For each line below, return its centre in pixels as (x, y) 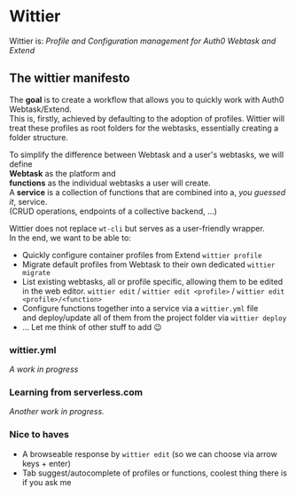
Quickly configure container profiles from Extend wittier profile (142, 255)
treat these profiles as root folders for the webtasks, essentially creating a (144, 128)
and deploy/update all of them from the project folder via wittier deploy (154, 318)
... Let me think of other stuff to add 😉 (92, 327)
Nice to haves (39, 435)
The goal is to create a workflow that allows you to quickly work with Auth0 (147, 99)
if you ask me (47, 482)
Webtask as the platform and (62, 173)
